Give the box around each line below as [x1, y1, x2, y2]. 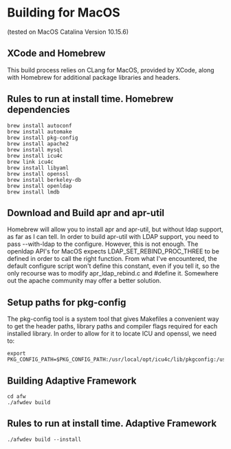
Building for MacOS [7, 5, 120, 21]
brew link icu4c [7, 158, 54, 165]
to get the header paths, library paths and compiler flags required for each [7, 322, 218, 331]
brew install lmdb [7, 188, 60, 196]
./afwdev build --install [7, 436, 81, 443]
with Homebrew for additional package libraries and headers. [7, 73, 181, 81]
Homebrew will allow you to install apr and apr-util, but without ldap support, [7, 225, 223, 233]
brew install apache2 [7, 140, 69, 147]
